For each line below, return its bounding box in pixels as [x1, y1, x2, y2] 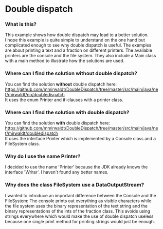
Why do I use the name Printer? [5, 153, 81, 160]
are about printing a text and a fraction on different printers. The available [5, 47, 152, 53]
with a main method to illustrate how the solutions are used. [5, 58, 125, 64]
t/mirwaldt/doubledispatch [5, 130, 58, 136]
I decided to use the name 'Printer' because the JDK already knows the [5, 164, 148, 170]
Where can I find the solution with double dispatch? [5, 109, 130, 116]
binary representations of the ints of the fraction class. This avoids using [5, 208, 150, 214]
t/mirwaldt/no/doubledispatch [5, 91, 65, 97]
